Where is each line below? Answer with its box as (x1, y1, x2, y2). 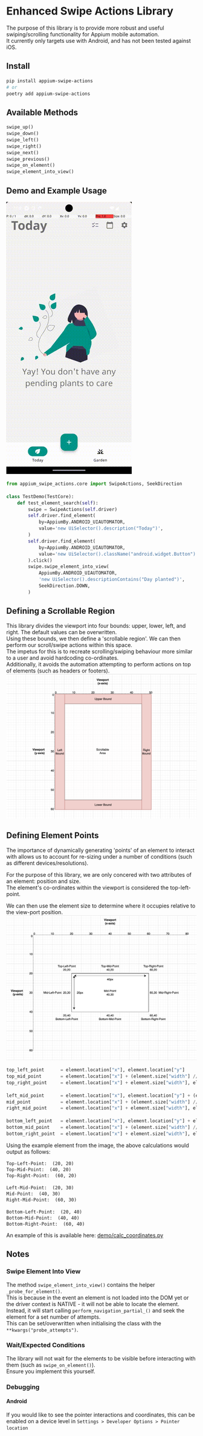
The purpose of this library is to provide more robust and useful (6, 24, 164, 31)
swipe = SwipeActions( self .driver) (28, 506, 118, 512)
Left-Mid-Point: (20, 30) (6, 1184, 74, 1191)
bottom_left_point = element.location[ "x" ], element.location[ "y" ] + (6, 1118, 190, 1124)
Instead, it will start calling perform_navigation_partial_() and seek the (6, 1307, 185, 1314)
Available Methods (6, 107, 79, 117)
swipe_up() (6, 124, 34, 131)
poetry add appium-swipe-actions (6, 91, 91, 97)
